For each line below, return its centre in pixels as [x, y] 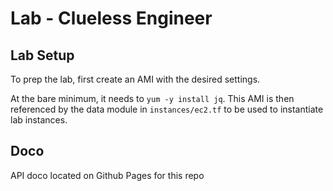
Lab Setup [42, 55]
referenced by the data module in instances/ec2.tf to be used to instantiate [167, 109]
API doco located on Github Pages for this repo [107, 175]
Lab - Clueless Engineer [111, 18]
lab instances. [39, 120]
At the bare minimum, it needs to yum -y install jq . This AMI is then [152, 98]
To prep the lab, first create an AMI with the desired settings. [135, 79]
